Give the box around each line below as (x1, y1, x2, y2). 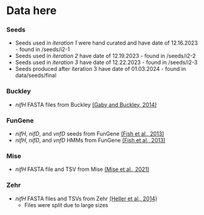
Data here (6, 4, 57, 18)
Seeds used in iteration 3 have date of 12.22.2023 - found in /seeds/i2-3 (15, 59, 198, 66)
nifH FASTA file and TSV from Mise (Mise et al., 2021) (15, 166, 150, 173)
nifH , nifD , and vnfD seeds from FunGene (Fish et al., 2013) (15, 130, 164, 137)
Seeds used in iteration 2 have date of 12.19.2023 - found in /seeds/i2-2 (15, 53, 196, 60)
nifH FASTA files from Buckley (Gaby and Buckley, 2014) (15, 101, 157, 108)
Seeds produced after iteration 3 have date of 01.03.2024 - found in (15, 65, 186, 73)
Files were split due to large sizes (24, 201, 109, 208)
